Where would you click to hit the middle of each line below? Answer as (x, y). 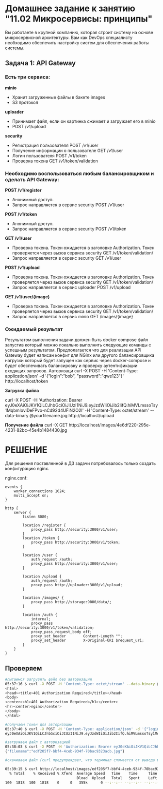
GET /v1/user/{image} (27, 297)
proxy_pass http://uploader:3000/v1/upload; (77, 585)
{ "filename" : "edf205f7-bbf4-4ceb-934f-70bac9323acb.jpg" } (65, 751)
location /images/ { (43, 598)
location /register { (44, 525)
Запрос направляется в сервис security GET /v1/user (66, 258)
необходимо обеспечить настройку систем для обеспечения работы (77, 42)
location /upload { (42, 577)
